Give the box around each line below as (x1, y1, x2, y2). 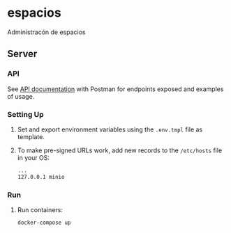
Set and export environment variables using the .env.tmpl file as (17, 125, 203, 134)
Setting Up (7, 109, 44, 119)
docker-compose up (17, 219, 71, 226)
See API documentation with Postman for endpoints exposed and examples (7, 85, 224, 93)
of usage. (7, 92, 35, 100)
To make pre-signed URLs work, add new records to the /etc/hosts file (17, 146, 223, 154)
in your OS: (17, 153, 50, 161)
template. (17, 132, 45, 140)
